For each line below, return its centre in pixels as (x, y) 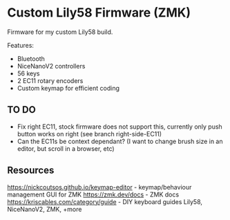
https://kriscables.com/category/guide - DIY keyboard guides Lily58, (105, 201)
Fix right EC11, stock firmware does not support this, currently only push (119, 127)
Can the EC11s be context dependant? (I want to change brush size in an (120, 141)
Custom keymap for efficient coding (68, 88)
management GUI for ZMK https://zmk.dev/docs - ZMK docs (93, 194)
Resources (31, 171)
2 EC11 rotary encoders (50, 80)
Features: (21, 45)
